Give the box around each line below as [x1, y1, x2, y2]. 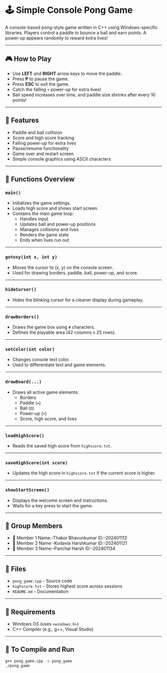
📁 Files [5, 565, 26, 573]
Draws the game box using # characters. [12, 324, 95, 330]
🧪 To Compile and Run [5, 645, 75, 654]
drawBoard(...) [5, 379, 42, 385]
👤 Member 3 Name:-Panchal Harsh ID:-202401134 [12, 545, 116, 552]
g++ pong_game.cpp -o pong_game [5, 659, 72, 664]
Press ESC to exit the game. [12, 81, 70, 87]
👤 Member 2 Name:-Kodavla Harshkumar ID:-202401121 [12, 540, 127, 546]
